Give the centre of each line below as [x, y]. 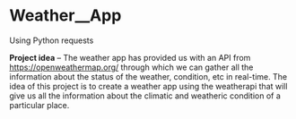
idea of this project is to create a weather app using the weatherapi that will [148, 86]
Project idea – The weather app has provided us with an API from [130, 57]
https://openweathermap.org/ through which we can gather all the [131, 67]
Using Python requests [52, 40]
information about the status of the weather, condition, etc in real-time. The [148, 76]
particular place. [39, 105]
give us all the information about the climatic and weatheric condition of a [145, 96]
